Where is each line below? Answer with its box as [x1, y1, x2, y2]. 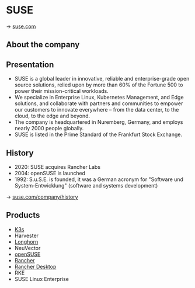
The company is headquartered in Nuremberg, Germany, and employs [14, 119, 183, 126]
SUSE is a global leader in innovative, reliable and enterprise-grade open [14, 75, 190, 82]
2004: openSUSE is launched [14, 169, 86, 176]
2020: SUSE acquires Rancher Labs [14, 163, 101, 170]
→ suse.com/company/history [6, 193, 78, 200]
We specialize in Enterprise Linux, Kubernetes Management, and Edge [14, 94, 184, 101]
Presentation [6, 60, 54, 70]
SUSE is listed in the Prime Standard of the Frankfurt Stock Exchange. [14, 131, 183, 138]
